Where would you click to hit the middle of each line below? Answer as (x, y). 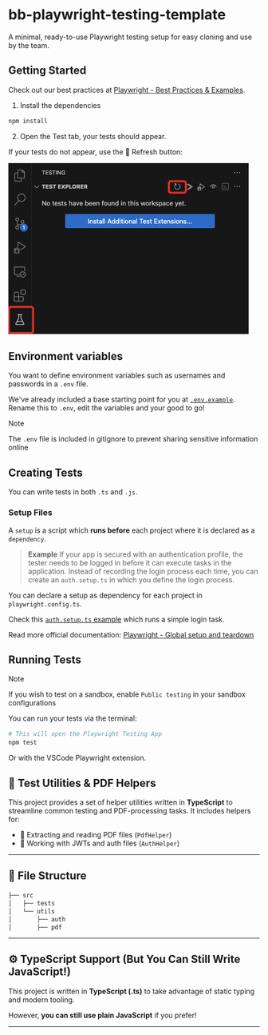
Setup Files (31, 513)
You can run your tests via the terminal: (73, 718)
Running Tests (45, 659)
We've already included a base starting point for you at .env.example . (122, 400)
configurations (32, 703)
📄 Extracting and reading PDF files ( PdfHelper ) (96, 834)
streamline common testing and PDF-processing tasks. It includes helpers (130, 810)
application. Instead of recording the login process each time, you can (143, 571)
